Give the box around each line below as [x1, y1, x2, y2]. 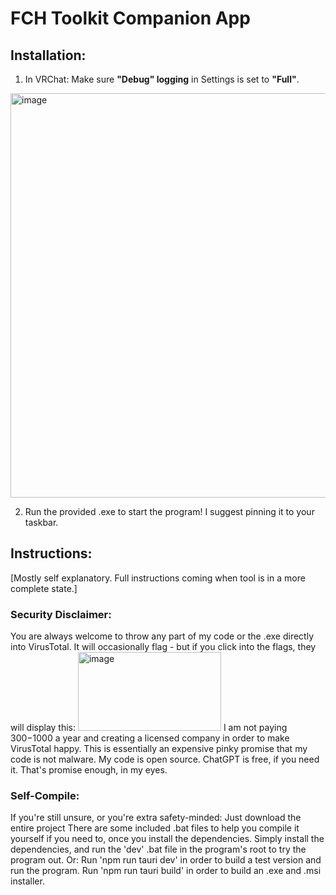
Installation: [10, 47, 87, 64]
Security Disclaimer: [10, 607, 112, 621]
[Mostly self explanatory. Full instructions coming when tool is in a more [10, 572, 306, 584]
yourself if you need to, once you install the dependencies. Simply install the [10, 833, 325, 845]
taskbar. [24, 517, 59, 528]
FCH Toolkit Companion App [10, 7, 251, 30]
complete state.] [10, 582, 78, 594]
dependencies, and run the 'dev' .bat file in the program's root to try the [10, 843, 307, 856]
